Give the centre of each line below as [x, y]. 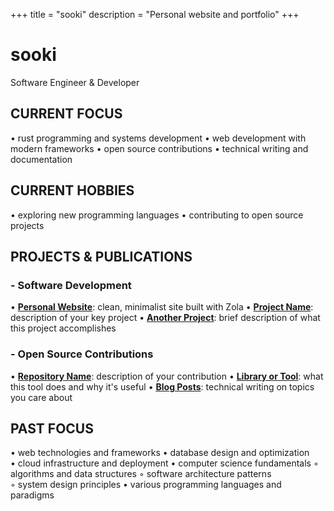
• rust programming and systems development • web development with [158, 138]
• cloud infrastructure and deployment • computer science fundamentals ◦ [164, 463]
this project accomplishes [63, 328]
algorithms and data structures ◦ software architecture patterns [141, 474]
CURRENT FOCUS [66, 114]
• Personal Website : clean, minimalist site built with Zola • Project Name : [162, 307]
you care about [41, 397]
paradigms [32, 495]
